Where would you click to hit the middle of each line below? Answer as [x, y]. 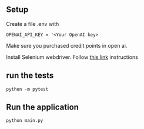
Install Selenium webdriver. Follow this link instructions [72, 57]
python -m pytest [27, 89]
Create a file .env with [33, 24]
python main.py [25, 121]
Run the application [43, 107]
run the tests [30, 76]
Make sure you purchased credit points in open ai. [67, 45]
